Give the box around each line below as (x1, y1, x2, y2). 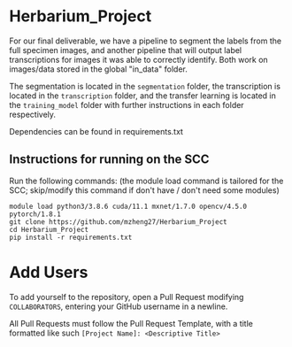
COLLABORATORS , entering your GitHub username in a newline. (9, 301, 228, 312)
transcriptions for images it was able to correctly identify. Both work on (9, 54, 268, 65)
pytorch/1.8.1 (9, 210, 62, 219)
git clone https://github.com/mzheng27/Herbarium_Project (9, 217, 227, 227)
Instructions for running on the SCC (9, 152, 210, 167)
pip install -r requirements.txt (9, 233, 133, 242)
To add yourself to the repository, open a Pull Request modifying (9, 291, 244, 302)
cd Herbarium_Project (9, 225, 89, 234)
